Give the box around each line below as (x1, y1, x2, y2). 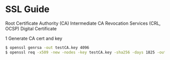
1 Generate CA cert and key (5, 35, 62, 41)
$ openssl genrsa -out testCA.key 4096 (5, 45, 90, 50)
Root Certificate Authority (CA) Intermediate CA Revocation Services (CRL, (5, 20, 161, 26)
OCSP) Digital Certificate (5, 25, 57, 31)
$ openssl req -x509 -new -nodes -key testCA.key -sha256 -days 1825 (5, 49, 155, 55)
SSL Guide (5, 4, 50, 15)
